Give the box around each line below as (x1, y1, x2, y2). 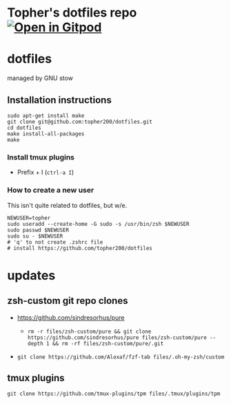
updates (7, 267, 56, 283)
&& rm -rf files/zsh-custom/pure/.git (52, 340, 164, 347)
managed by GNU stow (7, 74, 74, 82)
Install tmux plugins (7, 152, 74, 162)
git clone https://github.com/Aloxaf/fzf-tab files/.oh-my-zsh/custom (17, 354, 225, 360)
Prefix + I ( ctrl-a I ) (17, 168, 74, 177)
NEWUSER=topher (7, 214, 51, 222)
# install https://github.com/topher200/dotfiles (7, 244, 153, 251)
